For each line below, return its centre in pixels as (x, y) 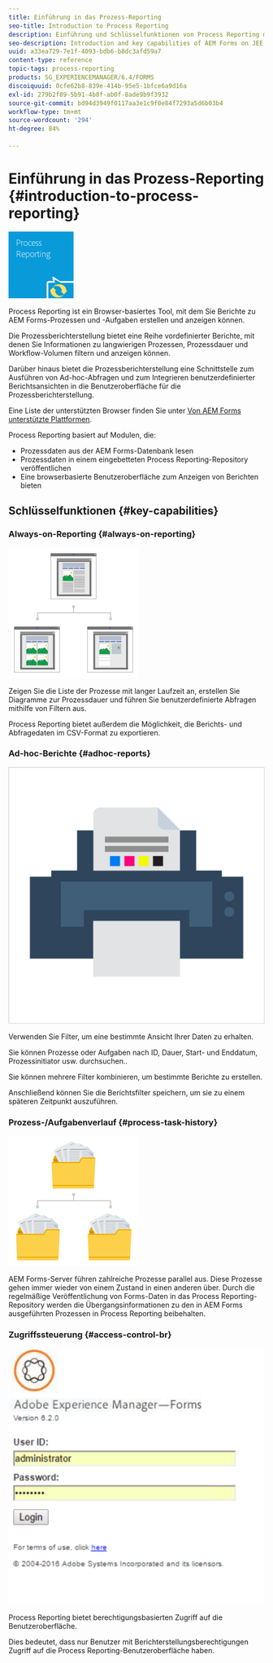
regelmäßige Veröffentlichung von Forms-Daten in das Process (114, 1297)
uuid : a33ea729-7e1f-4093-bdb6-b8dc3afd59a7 (85, 52)
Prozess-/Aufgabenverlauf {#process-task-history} (113, 1122)
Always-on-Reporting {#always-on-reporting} (102, 534)
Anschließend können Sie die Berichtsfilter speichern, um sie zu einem (127, 1092)
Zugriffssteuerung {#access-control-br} (90, 1335)
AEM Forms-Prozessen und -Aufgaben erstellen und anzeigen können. (127, 320)
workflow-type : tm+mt (45, 112)
